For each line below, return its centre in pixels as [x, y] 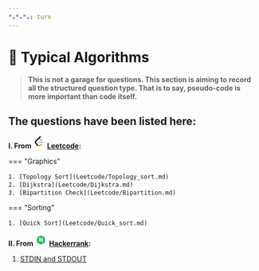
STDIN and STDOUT [53, 259]
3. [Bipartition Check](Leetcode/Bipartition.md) [92, 193]
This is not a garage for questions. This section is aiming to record [139, 79]
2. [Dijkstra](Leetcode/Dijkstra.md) [71, 185]
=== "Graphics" [34, 161]
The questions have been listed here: [102, 121]
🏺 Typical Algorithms [79, 57]
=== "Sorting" [31, 208]
